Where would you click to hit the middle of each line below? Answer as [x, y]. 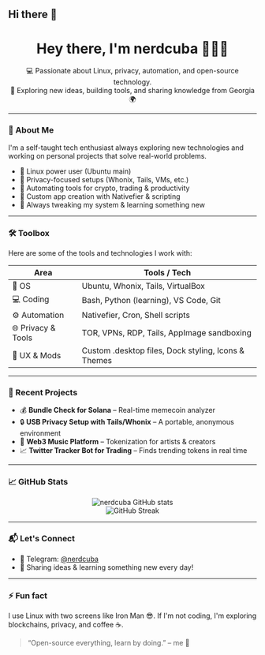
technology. [132, 82]
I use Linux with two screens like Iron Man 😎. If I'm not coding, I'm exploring [132, 616]
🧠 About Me [31, 130]
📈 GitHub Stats [38, 482]
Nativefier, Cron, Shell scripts [136, 315]
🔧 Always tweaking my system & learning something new [112, 204]
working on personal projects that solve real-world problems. [108, 155]
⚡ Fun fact [28, 595]
